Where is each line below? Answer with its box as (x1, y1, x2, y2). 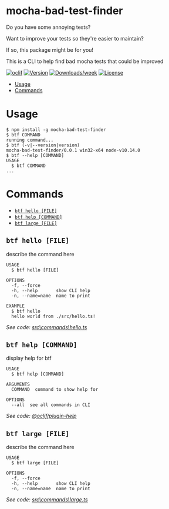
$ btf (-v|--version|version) (6, 142, 80, 148)
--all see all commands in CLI (11, 402, 91, 408)
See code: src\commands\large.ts (6, 496, 88, 503)
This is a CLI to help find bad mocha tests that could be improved (6, 58, 164, 65)
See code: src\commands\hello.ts (6, 323, 87, 330)
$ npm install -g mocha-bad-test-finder (6, 126, 107, 133)
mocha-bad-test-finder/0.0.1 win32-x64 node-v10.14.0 (6, 147, 141, 153)
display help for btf (6, 354, 52, 362)
